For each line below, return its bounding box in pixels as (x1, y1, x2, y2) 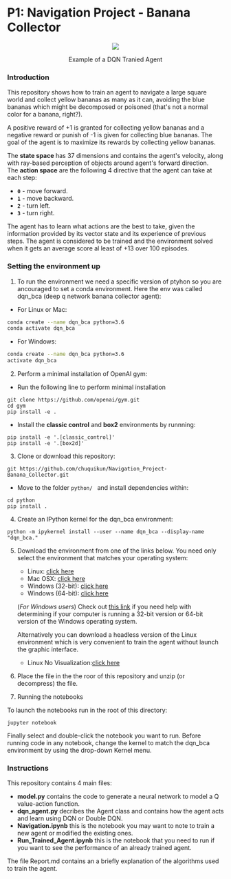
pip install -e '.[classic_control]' (7, 434, 115, 441)
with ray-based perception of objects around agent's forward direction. (7, 159, 209, 167)
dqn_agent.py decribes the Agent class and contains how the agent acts (16, 807, 224, 816)
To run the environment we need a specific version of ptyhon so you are (16, 277, 222, 286)
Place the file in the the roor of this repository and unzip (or (16, 672, 186, 680)
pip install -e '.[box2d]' (7, 440, 85, 447)
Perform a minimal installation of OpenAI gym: (16, 370, 148, 378)
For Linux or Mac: (16, 305, 67, 313)
